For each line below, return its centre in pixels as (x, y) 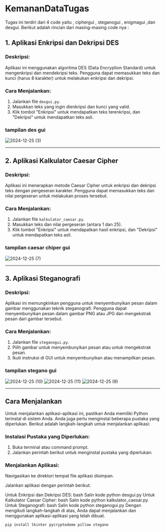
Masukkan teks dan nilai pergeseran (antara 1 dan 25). (67, 225)
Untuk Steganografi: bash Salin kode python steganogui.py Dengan (73, 505)
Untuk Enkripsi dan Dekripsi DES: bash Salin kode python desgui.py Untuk (80, 495)
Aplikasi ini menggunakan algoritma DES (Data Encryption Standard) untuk (81, 67)
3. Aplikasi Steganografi (43, 278)
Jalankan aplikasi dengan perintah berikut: (48, 485)
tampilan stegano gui (31, 371)
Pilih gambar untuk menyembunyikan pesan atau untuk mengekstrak (82, 348)
